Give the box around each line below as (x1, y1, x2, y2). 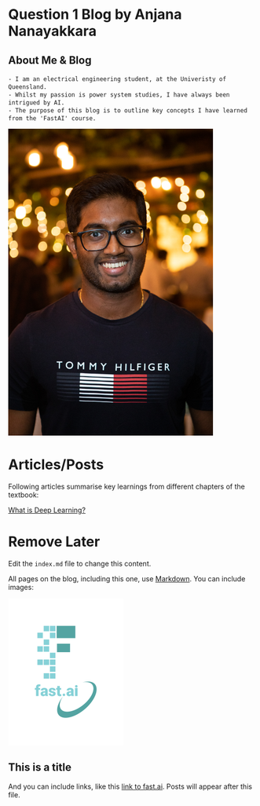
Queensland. (8, 83, 47, 91)
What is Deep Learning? (8, 505, 86, 515)
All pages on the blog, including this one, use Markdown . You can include (8, 573, 246, 583)
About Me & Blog (8, 53, 92, 67)
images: (8, 582, 34, 592)
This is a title (8, 760, 72, 775)
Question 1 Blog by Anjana (8, 5, 182, 24)
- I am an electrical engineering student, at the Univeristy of (8, 75, 226, 83)
